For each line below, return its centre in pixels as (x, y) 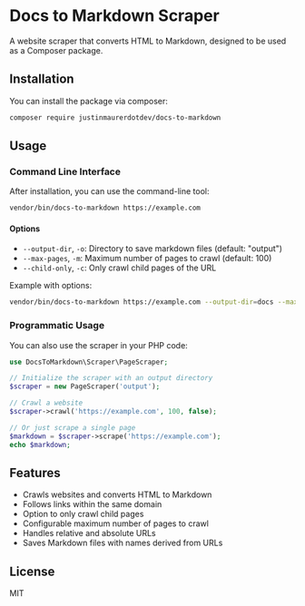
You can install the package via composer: (89, 101)
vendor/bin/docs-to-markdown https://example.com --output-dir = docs (142, 302)
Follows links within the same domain (92, 504)
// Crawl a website (46, 403)
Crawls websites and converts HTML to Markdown (117, 494)
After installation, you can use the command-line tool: (109, 191)
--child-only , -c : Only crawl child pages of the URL (119, 268)
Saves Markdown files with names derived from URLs (123, 543)
